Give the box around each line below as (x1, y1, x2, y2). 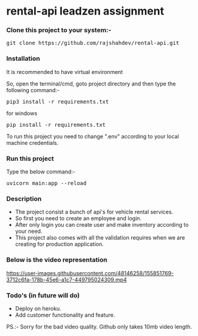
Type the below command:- (6, 168, 76, 175)
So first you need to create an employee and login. (15, 215, 142, 222)
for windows (6, 109, 38, 116)
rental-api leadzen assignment (6, 4, 165, 18)
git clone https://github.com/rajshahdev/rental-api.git (6, 39, 180, 47)
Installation (6, 55, 41, 63)
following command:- (6, 86, 60, 93)
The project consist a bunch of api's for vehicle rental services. (15, 208, 174, 216)
